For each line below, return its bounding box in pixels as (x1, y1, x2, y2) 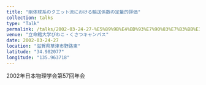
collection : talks (6, 15, 53, 21)
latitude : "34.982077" (6, 49, 64, 55)
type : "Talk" (6, 20, 40, 26)
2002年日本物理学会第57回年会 (6, 72, 85, 79)
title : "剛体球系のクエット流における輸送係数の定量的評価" (6, 9, 141, 15)
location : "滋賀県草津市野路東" (6, 43, 81, 50)
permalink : (6, 26, 34, 32)
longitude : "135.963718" (6, 54, 70, 61)
